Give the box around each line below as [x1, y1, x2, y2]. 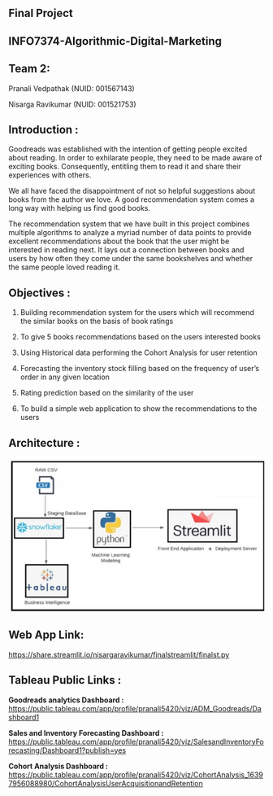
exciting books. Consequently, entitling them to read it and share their [8, 162, 241, 172]
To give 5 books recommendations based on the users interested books [19, 332, 262, 342]
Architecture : [8, 435, 80, 450]
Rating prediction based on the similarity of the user [19, 388, 194, 398]
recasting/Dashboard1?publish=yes [8, 745, 127, 755]
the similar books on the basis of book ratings [19, 317, 174, 326]
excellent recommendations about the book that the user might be [8, 236, 230, 247]
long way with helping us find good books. [8, 203, 151, 213]
